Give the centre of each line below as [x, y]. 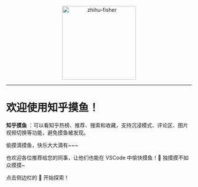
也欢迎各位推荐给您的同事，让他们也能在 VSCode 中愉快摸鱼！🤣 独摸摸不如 [97, 158]
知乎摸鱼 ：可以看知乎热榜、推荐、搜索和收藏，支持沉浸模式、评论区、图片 [97, 125]
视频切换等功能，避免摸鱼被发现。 [47, 132]
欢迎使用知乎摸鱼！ [53, 108]
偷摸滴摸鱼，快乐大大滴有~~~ [42, 145]
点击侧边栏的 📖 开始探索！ [38, 178]
